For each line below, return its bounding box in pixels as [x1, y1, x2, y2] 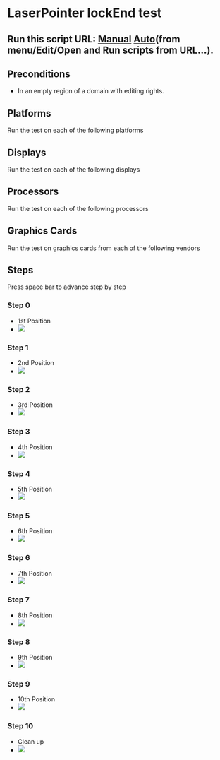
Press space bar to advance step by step [7, 283, 127, 291]
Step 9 [7, 679, 30, 689]
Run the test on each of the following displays [7, 165, 140, 174]
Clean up [17, 737, 44, 746]
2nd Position [17, 359, 54, 367]
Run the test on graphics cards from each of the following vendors [7, 244, 200, 252]
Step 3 [7, 427, 30, 437]
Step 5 [7, 511, 30, 521]
